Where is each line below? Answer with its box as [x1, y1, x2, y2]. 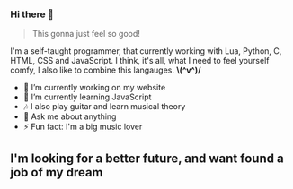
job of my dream [10, 165, 103, 180]
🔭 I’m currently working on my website [22, 82, 166, 93]
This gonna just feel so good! [31, 29, 140, 39]
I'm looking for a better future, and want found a [10, 150, 284, 166]
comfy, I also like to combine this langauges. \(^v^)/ [10, 64, 201, 75]
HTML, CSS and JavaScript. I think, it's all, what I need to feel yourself [10, 56, 270, 66]
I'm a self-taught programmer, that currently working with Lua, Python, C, [10, 46, 282, 56]
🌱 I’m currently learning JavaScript [22, 91, 152, 102]
